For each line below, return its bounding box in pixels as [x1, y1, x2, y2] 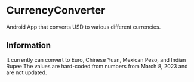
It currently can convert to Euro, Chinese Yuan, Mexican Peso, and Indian [6, 56, 186, 63]
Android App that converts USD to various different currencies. [6, 23, 161, 30]
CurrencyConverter [6, 4, 106, 17]
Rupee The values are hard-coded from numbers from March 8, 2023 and [6, 62, 188, 70]
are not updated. [6, 69, 47, 76]
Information [6, 40, 51, 51]
